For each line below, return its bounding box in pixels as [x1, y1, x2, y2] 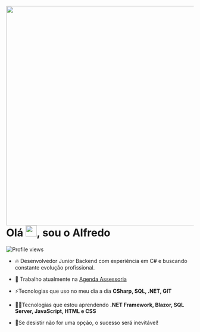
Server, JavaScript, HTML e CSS [14, 307, 96, 315]
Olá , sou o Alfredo [6, 226, 111, 239]
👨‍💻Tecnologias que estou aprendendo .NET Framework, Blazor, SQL [14, 301, 185, 308]
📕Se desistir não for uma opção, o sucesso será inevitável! [14, 319, 159, 326]
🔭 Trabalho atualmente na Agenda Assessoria [14, 275, 127, 283]
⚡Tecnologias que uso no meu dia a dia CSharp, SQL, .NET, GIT [14, 287, 172, 295]
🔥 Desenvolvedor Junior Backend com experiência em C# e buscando [14, 257, 187, 264]
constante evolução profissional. [14, 264, 95, 271]
